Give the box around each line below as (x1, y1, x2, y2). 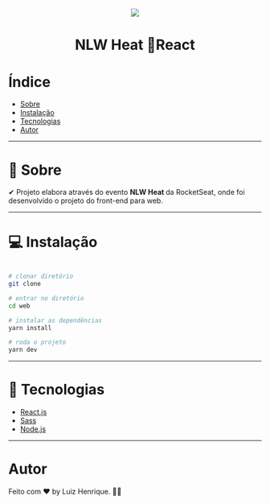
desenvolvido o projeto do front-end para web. (8, 196, 163, 205)
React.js (19, 407, 47, 417)
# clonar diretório (8, 272, 74, 281)
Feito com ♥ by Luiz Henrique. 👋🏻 (8, 487, 122, 497)
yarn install (8, 324, 52, 332)
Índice (8, 72, 51, 91)
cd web (8, 302, 31, 310)
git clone (8, 280, 42, 288)
